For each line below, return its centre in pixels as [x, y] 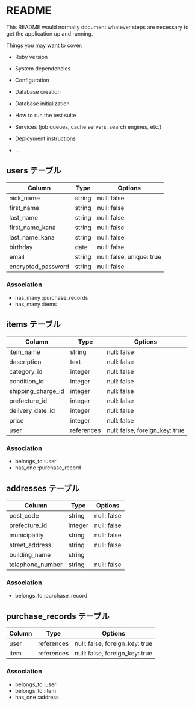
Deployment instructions [45, 138]
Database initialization [42, 104]
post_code [24, 515]
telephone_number [36, 565]
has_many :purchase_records [51, 298]
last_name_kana [32, 237]
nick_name [25, 198]
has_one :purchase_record [48, 468]
